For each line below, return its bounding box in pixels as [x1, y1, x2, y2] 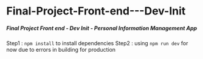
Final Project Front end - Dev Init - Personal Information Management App [6, 24, 198, 31]
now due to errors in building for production [6, 46, 116, 54]
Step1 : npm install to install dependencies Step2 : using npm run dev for [6, 40, 188, 47]
